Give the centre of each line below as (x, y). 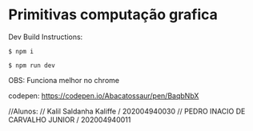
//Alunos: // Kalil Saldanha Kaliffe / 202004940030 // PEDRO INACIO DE (127, 111)
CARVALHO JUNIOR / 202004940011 (70, 119)
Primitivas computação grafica (113, 15)
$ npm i (21, 51)
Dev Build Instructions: (46, 37)
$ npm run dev (32, 65)
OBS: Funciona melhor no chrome (64, 80)
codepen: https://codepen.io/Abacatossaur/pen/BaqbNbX (104, 95)
